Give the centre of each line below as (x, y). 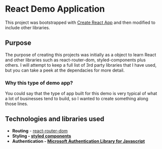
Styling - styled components (42, 136)
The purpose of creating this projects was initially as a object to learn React (81, 55)
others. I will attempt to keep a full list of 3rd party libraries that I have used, (81, 65)
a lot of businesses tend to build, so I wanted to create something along (77, 99)
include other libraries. (27, 27)
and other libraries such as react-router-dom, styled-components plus (75, 60)
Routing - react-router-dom (40, 130)
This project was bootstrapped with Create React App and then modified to (80, 22)
